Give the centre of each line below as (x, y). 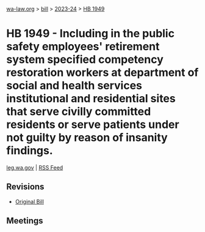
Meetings (25, 221)
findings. (30, 151)
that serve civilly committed (79, 112)
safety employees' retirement (83, 47)
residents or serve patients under (93, 125)
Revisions (25, 187)
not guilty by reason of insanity (87, 138)
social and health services (74, 86)
